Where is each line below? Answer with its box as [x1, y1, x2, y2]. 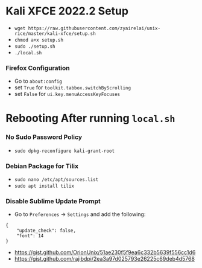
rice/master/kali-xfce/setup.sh [14, 30, 96, 37]
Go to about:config [14, 77, 63, 85]
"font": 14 [16, 233, 44, 239]
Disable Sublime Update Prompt [5, 197, 101, 205]
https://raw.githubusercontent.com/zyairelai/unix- [28, 25, 161, 31]
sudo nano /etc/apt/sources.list [14, 177, 99, 183]
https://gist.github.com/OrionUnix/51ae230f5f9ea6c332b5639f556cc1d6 [14, 249, 196, 256]
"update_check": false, [16, 228, 77, 234]
